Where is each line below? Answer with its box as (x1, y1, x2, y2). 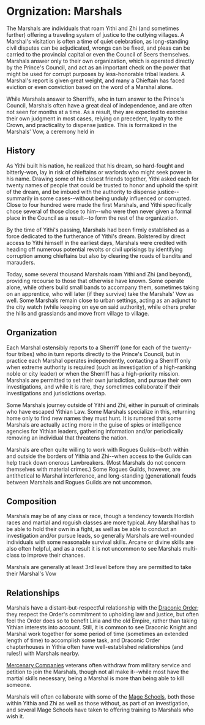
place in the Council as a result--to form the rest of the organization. (6, 214, 179, 222)
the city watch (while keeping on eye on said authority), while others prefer (6, 303, 196, 311)
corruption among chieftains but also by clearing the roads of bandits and (6, 252, 192, 259)
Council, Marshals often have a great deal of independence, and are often (6, 101, 193, 109)
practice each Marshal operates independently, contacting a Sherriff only (6, 357, 191, 364)
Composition (6, 496, 57, 506)
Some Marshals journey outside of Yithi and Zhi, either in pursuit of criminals (6, 401, 199, 409)
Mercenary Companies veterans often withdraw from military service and (6, 662, 192, 669)
